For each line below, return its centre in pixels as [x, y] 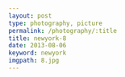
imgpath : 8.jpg [34, 61]
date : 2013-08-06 [37, 46]
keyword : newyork [37, 53]
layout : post [30, 16]
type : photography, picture [56, 23]
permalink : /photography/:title [62, 30]
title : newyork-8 [37, 38]
